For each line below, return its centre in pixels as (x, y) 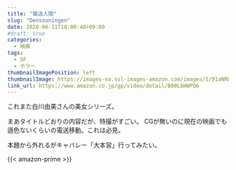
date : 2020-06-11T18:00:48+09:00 (56, 27)
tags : (15, 53)
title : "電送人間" (32, 14)
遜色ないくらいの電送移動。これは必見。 (66, 130)
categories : (25, 40)
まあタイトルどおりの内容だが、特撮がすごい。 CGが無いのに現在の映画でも (117, 122)
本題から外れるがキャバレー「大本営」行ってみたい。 (84, 145)
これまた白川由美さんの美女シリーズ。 (63, 107)
